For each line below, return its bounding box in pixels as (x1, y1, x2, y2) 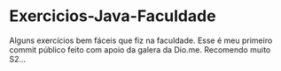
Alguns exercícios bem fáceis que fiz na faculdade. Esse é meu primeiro (9, 35, 273, 46)
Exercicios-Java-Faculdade (9, 6, 216, 26)
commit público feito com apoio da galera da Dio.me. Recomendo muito (9, 44, 271, 54)
